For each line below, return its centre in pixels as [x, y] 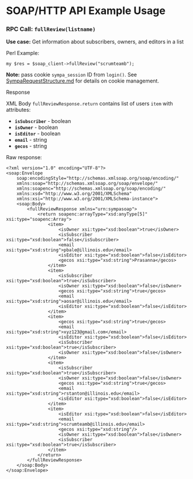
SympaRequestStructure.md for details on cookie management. [83, 81]
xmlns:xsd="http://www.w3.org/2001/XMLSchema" [74, 194]
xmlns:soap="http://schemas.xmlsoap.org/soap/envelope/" [87, 184]
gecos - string [31, 146]
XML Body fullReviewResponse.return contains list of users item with [90, 104]
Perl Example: [23, 53]
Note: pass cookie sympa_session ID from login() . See [72, 75]
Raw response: [24, 158]
